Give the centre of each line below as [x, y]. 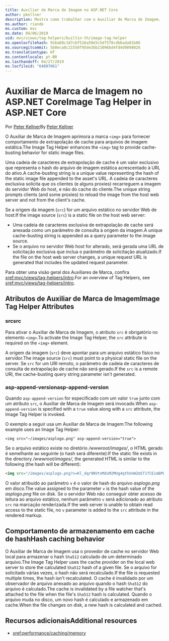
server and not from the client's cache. [46, 200]
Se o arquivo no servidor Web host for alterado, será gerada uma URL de [88, 246]
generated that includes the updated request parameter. [71, 263]
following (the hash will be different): [43, 464]
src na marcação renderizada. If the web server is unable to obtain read [79, 504]
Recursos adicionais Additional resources [71, 621]
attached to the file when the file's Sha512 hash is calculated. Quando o [79, 594]
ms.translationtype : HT [30, 52]
